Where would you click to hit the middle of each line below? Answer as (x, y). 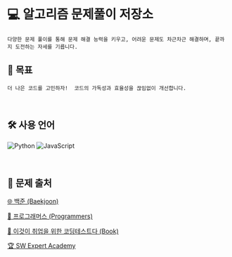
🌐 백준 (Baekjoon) (33, 201)
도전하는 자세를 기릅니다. (46, 46)
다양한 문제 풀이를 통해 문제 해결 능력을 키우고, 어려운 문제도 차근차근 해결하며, (110, 39)
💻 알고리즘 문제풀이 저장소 (80, 14)
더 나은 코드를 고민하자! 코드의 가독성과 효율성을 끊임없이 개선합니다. (97, 88)
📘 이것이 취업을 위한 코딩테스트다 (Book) (63, 231)
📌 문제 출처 (30, 183)
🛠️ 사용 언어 (31, 125)
